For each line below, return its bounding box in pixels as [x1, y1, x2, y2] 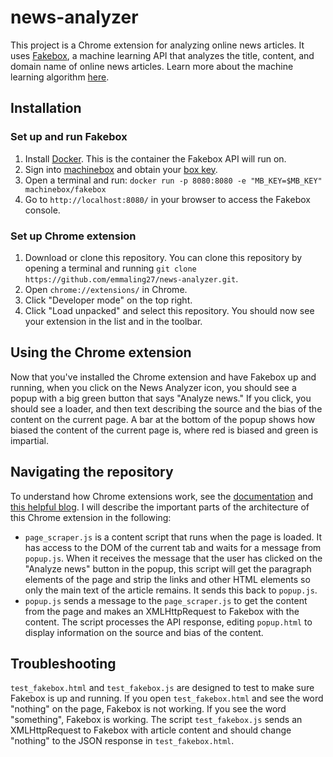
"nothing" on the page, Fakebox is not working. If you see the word [10, 703, 287, 715]
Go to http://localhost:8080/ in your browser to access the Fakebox [24, 193, 311, 205]
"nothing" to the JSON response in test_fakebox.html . [10, 735, 235, 747]
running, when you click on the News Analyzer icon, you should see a [10, 381, 297, 393]
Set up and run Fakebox [10, 130, 128, 144]
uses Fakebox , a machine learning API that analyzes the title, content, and [10, 49, 315, 61]
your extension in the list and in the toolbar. [24, 315, 203, 327]
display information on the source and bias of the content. [24, 626, 264, 638]
